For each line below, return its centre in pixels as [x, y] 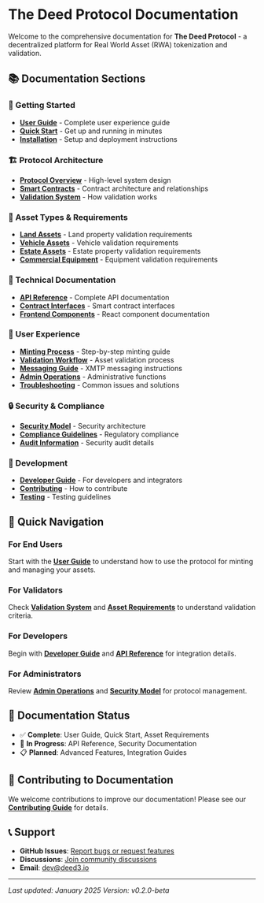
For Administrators [45, 674]
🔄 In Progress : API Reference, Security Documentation [108, 743]
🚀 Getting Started [42, 106]
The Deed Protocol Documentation [123, 15]
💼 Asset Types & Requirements [68, 217]
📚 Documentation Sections [77, 79]
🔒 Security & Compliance [56, 406]
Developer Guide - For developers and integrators [101, 480]
